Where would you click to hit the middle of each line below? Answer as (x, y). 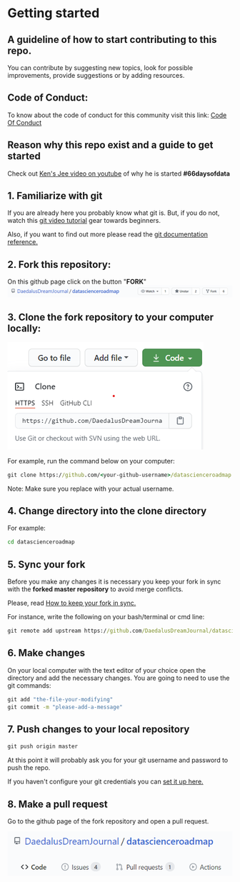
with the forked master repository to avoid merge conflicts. (95, 589)
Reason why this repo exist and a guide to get (110, 145)
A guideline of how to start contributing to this (112, 40)
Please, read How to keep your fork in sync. (72, 603)
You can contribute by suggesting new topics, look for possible (100, 68)
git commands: (29, 685)
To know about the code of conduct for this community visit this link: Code (117, 115)
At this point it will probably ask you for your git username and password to (118, 760)
